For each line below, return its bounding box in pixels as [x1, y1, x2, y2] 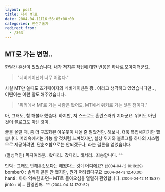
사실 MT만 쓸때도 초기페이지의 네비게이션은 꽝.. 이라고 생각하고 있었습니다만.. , [5, 85, 157, 91]
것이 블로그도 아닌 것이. [5, 119, 50, 125]
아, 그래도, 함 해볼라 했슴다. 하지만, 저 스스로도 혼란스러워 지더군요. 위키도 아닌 [5, 112, 157, 118]
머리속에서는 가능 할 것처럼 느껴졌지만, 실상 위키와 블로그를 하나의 [19, 135, 146, 141]
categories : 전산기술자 [5, 21, 49, 26]
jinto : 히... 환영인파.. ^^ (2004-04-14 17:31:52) [5, 181, 90, 187]
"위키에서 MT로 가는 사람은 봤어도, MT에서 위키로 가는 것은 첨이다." [17, 102, 148, 108]
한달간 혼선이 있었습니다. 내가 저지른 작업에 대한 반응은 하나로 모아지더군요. [5, 64, 150, 70]
